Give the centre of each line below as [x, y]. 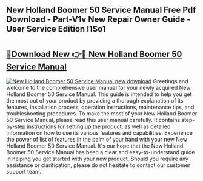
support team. [24, 172]
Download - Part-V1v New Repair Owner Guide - [98, 20]
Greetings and [171, 81]
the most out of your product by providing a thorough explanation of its [95, 101]
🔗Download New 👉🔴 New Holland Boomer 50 [94, 54]
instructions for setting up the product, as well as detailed [99, 126]
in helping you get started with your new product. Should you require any [98, 159]
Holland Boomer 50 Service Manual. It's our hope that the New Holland [95, 146]
